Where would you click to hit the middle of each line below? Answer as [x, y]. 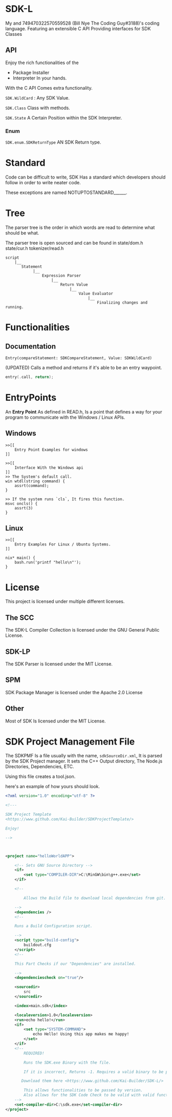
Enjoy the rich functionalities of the [42, 63]
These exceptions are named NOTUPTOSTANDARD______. [66, 192]
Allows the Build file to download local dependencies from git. [95, 898]
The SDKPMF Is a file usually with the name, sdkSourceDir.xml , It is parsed [84, 756]
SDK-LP [18, 651]
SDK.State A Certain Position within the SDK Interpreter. [64, 117]
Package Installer [31, 72]
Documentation [31, 346]
